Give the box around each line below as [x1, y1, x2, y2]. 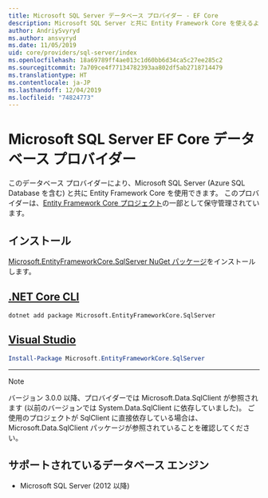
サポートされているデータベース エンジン [8, 458, 210, 472]
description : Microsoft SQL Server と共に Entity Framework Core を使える [8, 19, 254, 27]
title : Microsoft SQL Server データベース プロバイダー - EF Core [8, 11, 219, 20]
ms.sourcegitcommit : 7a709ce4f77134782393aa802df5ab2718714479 [8, 64, 223, 72]
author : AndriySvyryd [8, 26, 81, 34]
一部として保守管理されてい [168, 198, 260, 208]
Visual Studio [8, 333, 77, 347]
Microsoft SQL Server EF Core [8, 130, 210, 149]
